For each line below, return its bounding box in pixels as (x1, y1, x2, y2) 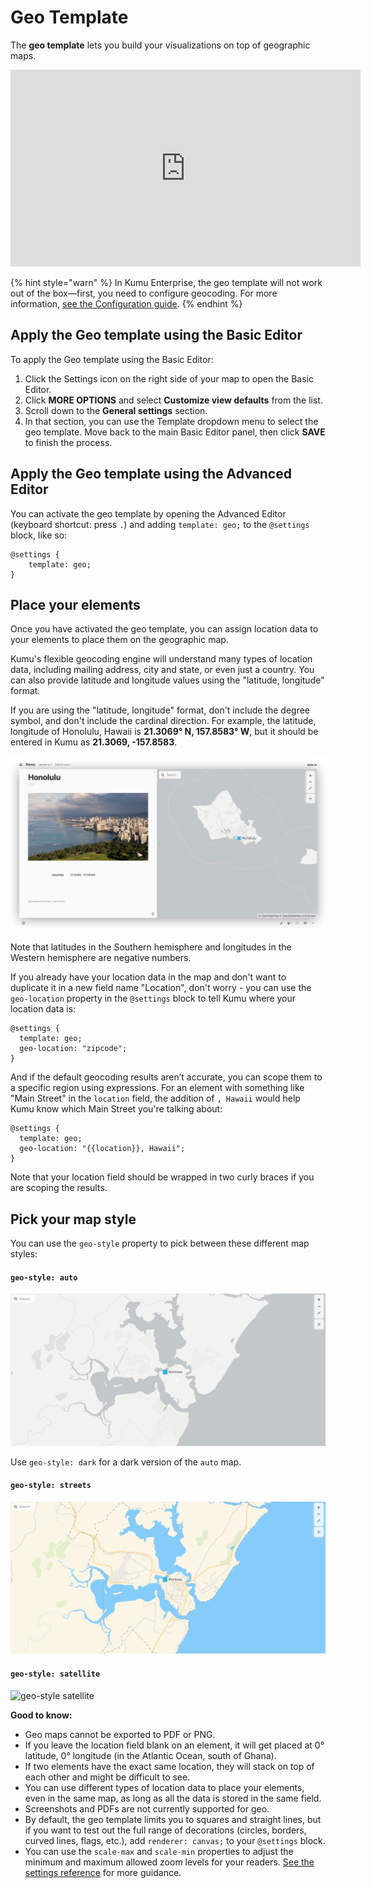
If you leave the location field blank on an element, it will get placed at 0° (24, 1739, 325, 1751)
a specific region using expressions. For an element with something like (10, 1082, 305, 1094)
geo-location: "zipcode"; (19, 1044, 128, 1054)
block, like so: (10, 529, 68, 541)
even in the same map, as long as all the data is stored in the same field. (24, 1792, 322, 1804)
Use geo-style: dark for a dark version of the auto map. (10, 1456, 242, 1468)
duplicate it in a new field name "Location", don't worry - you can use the (10, 982, 312, 994)
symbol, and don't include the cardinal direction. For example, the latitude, (10, 715, 317, 727)
